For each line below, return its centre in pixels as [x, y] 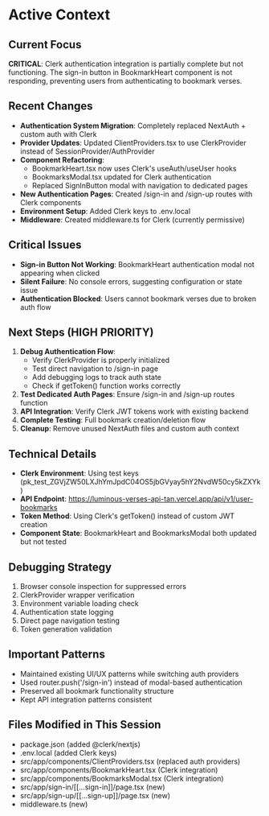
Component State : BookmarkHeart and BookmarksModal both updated [138, 534]
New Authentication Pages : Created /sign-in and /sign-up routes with [136, 194]
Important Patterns [57, 655]
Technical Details [53, 453]
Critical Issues [45, 245]
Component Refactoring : [62, 159]
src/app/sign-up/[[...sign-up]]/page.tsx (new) [95, 795]
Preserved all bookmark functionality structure [97, 690]
